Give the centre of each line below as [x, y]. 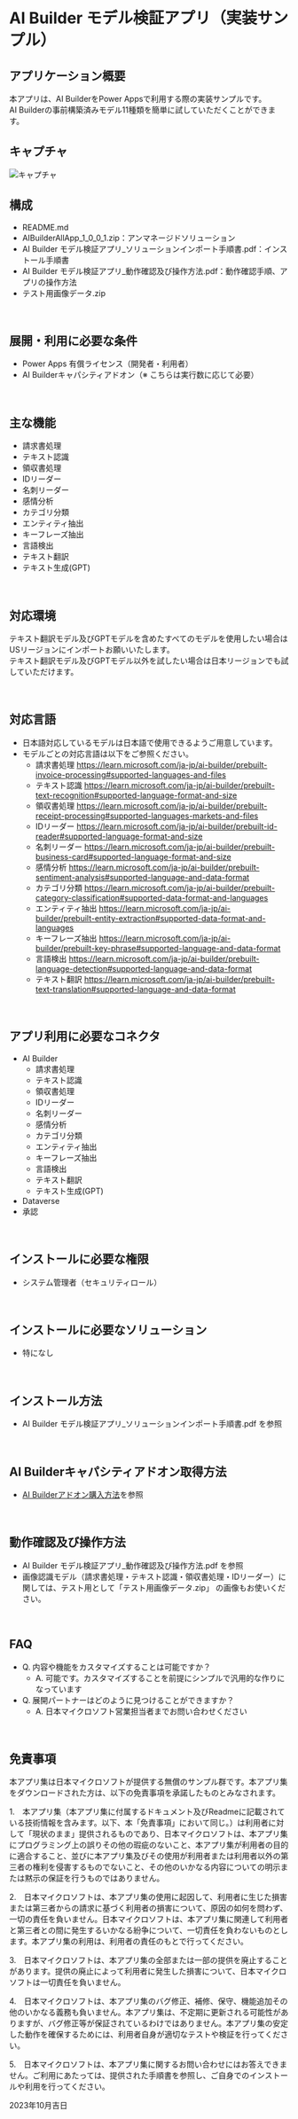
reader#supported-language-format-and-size [119, 836]
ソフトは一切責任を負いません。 [67, 1982]
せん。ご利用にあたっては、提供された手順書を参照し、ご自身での [129, 2076]
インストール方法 [56, 1400]
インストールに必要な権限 [79, 1259]
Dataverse [41, 1200]
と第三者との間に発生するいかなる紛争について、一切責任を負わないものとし [149, 1930]
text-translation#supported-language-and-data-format [136, 989]
